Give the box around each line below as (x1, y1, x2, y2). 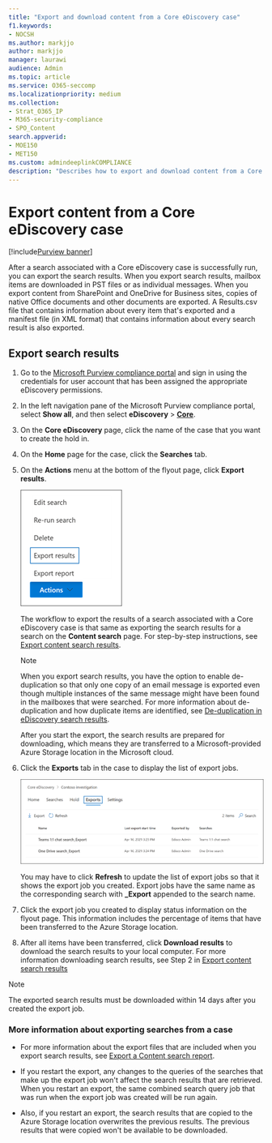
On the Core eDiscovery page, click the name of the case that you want (19, 426, 261, 435)
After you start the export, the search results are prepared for (19, 730, 225, 740)
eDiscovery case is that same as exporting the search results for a (19, 623, 241, 632)
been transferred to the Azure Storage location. (19, 923, 179, 932)
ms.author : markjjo (8, 39, 74, 47)
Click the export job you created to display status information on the (19, 905, 247, 915)
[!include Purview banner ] (8, 247, 93, 257)
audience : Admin (8, 65, 63, 73)
